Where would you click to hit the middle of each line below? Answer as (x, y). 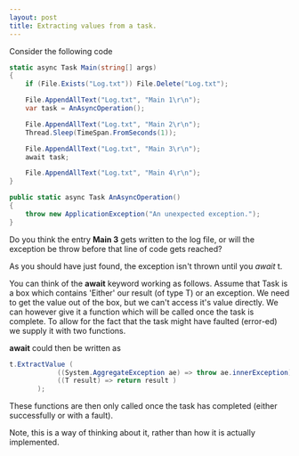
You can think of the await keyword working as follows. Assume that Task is (149, 283)
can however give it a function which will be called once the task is (132, 312)
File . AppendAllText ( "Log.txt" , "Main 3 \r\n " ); (113, 149)
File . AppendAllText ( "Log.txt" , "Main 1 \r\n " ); (113, 100)
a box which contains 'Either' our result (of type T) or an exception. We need (149, 293)
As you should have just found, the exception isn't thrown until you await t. (146, 266)
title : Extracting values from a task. (83, 26)
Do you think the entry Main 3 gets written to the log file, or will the (132, 239)
